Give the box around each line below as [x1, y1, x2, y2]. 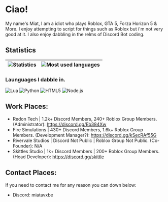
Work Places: [5, 102, 48, 111]
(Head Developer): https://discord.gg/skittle [12, 154, 104, 160]
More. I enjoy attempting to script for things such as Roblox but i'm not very [5, 25, 163, 32]
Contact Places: [5, 168, 57, 177]
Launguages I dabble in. [5, 76, 66, 83]
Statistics [5, 46, 37, 54]
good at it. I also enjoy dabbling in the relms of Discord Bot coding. [5, 31, 145, 37]
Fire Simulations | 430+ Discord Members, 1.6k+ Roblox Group [12, 126, 144, 133]
